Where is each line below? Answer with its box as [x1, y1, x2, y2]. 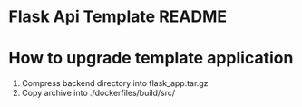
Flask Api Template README [8, 6, 228, 27]
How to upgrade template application [8, 48, 294, 69]
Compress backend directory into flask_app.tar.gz [21, 78, 209, 89]
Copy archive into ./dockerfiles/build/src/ [21, 88, 176, 99]
